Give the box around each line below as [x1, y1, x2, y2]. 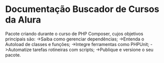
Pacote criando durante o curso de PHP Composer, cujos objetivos [5, 30, 143, 36]
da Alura [5, 14, 41, 25]
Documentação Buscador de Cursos [5, 3, 159, 15]
